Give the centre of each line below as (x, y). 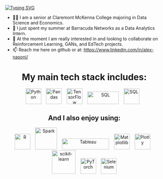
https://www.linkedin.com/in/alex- (119, 50)
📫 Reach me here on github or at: (47, 50)
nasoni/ (20, 57)
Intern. (19, 33)
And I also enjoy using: (84, 118)
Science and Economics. (38, 23)
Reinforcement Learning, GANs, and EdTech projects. (68, 44)
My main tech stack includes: (84, 77)
